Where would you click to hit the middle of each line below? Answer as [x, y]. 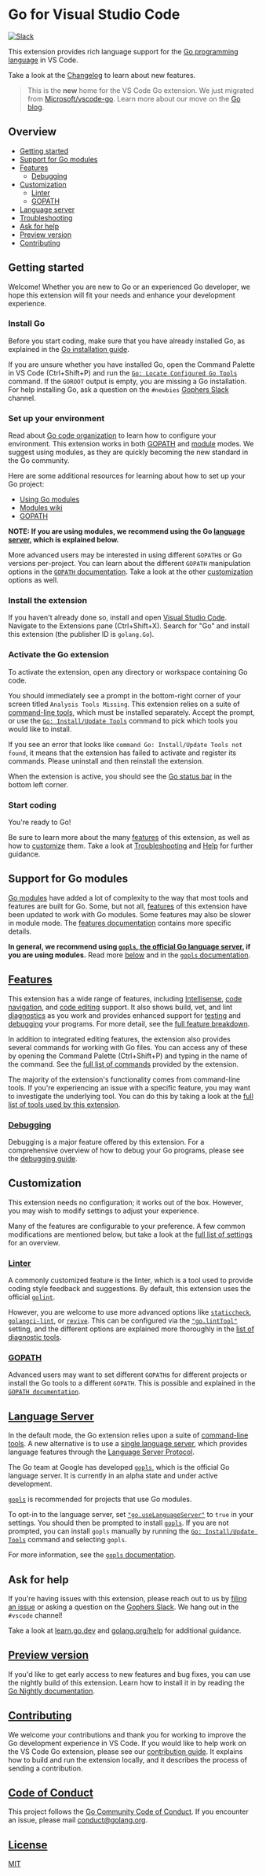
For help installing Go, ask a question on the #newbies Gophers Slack [118, 389]
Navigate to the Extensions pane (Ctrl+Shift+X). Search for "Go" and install [129, 626]
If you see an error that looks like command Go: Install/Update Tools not [126, 744]
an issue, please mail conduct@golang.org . [78, 1820]
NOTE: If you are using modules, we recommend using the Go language [127, 531]
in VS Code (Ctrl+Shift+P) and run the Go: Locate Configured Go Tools [123, 372]
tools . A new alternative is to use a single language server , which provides [128, 1444]
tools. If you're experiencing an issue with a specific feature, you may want [129, 1087]
